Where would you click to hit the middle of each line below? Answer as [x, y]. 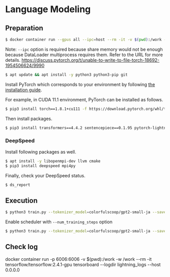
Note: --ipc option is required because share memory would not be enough [84, 49]
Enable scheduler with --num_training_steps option [59, 222]
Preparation [24, 28]
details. [13, 60]
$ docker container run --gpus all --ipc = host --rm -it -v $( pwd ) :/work [83, 39]
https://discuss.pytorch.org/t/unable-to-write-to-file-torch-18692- [91, 60]
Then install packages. [29, 118]
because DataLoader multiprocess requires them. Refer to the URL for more [84, 55]
